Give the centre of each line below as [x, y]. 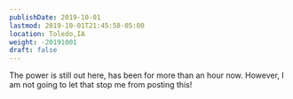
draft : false [33, 50]
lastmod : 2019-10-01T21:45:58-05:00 [77, 26]
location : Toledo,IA [48, 34]
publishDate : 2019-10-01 [55, 17]
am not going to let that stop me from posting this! [101, 85]
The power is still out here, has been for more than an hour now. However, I [146, 75]
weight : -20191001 [43, 42]
